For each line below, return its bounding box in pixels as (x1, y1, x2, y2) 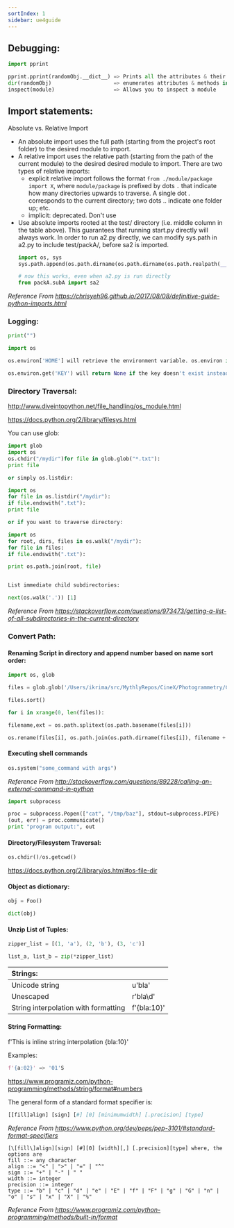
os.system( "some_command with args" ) (8, 764, 117, 771)
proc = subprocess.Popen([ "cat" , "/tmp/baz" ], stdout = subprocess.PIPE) (8, 810, 219, 818)
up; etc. (28, 203, 51, 212)
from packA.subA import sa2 (17, 279, 99, 287)
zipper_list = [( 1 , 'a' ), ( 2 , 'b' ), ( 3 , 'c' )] (8, 941, 145, 948)
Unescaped (11, 992, 49, 1002)
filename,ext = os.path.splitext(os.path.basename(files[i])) (8, 721, 192, 729)
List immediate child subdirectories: (8, 582, 120, 589)
